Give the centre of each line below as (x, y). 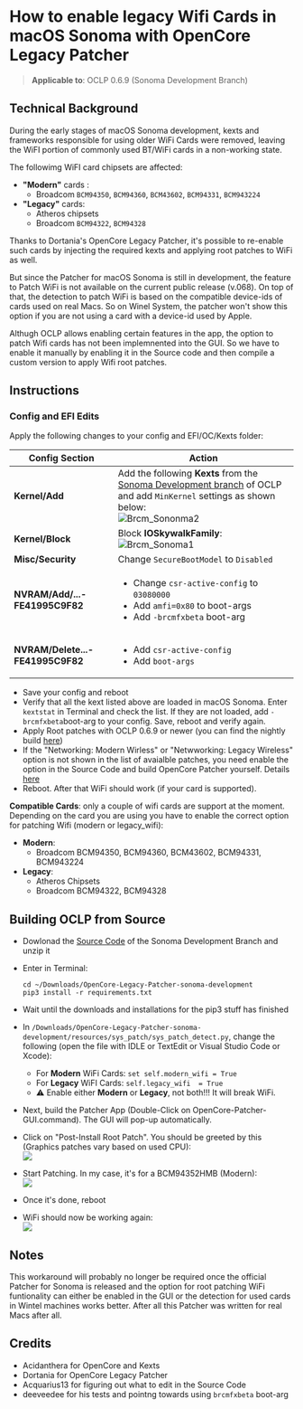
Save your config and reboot (75, 693)
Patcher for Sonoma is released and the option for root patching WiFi (138, 1287)
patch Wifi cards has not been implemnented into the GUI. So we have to (144, 343)
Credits (31, 1343)
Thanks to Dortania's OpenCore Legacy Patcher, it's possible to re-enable (147, 241)
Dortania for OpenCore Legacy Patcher (95, 1375)
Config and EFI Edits (55, 416)
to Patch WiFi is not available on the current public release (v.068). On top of (151, 287)
